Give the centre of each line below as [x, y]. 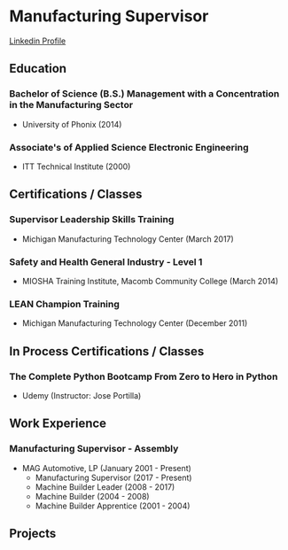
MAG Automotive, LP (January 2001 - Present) [107, 468]
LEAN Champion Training [64, 304]
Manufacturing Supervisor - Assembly [94, 449]
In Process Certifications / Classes [107, 351]
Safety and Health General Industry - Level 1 [106, 261]
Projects [33, 533]
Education [38, 69]
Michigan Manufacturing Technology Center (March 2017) [128, 239]
